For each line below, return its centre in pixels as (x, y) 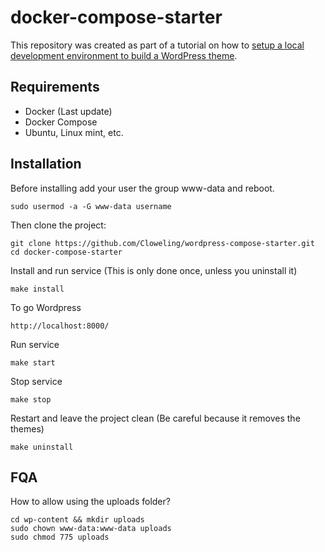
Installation (46, 164)
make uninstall (42, 447)
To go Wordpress (46, 307)
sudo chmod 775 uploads (60, 537)
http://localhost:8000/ (60, 326)
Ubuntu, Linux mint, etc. (74, 132)
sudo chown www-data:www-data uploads (91, 529)
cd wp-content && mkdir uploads (77, 520)
